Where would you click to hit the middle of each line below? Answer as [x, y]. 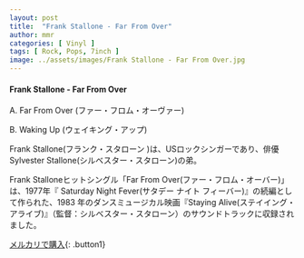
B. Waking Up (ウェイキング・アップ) [78, 130]
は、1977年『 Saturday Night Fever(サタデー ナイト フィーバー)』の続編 [143, 191]
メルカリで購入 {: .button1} [58, 244]
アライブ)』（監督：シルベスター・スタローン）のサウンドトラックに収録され [152, 213]
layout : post [34, 18]
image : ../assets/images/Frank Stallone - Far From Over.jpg [127, 60]
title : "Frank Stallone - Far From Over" [91, 26]
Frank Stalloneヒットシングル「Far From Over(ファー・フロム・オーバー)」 [149, 180]
